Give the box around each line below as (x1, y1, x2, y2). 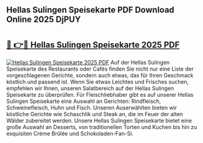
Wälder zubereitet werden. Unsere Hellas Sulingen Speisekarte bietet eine (6, 117, 192, 124)
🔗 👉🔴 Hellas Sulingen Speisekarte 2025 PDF (6, 40, 180, 50)
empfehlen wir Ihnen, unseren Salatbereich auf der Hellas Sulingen (6, 85, 174, 92)
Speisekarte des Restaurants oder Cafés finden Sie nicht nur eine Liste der (6, 65, 194, 72)
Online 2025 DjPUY (6, 15, 81, 25)
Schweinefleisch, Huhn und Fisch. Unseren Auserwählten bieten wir (6, 104, 177, 111)
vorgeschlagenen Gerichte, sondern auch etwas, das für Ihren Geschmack (6, 72, 194, 78)
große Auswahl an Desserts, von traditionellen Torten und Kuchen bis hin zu (6, 124, 198, 130)
